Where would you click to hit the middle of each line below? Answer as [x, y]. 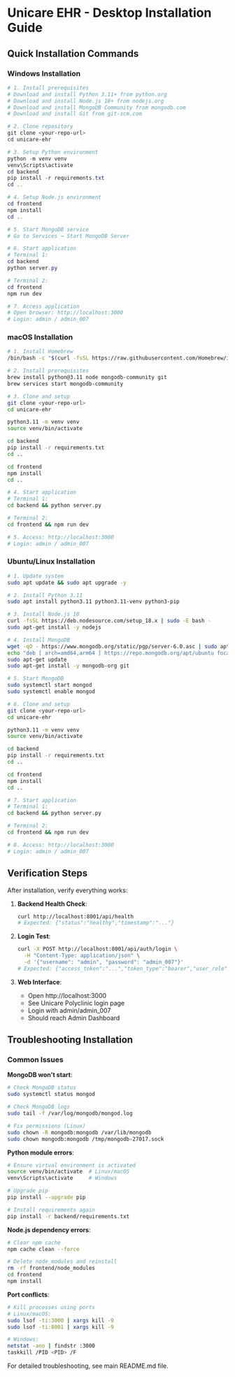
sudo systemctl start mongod [50, 685]
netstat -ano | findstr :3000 [51, 1346]
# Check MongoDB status [42, 1088]
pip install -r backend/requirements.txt [69, 1216]
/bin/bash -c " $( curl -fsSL [48, 358]
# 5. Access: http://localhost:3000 [60, 537]
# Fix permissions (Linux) [47, 1126]
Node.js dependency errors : [49, 1229]
